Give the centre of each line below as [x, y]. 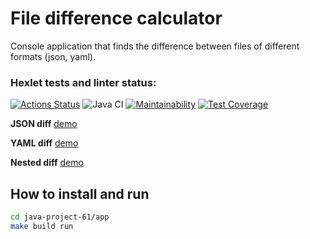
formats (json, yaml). [53, 56]
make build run [42, 226]
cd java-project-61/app [60, 217]
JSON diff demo [44, 124]
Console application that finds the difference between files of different [155, 46]
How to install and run [80, 193]
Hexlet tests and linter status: [83, 82]
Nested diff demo [47, 163]
